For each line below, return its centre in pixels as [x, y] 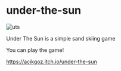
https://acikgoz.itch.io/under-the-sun [52, 61]
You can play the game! [35, 50]
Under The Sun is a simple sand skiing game [61, 38]
